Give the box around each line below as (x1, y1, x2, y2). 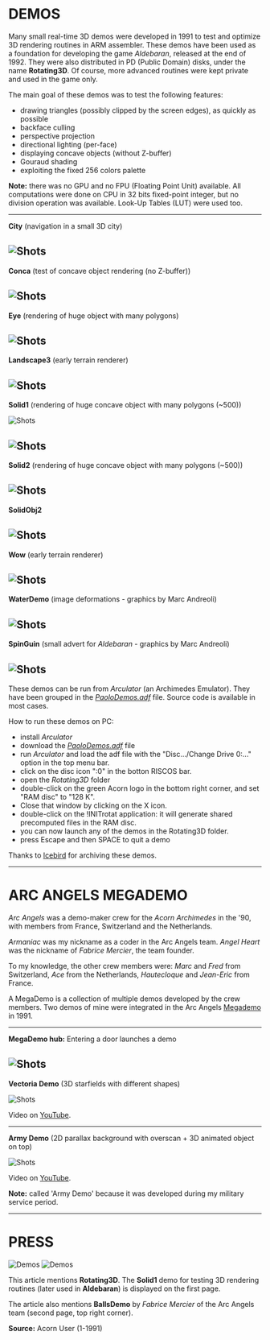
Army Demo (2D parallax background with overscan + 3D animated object (8, 1133, 255, 1143)
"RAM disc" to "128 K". (19, 792, 96, 802)
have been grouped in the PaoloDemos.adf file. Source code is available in (8, 693, 256, 702)
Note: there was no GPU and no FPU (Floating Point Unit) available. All (8, 180, 241, 190)
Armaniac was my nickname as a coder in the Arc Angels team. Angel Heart (8, 937, 260, 946)
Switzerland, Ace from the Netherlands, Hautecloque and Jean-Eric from (8, 970, 251, 979)
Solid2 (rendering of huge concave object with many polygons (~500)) (8, 461, 243, 469)
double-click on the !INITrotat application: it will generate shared (19, 809, 233, 819)
